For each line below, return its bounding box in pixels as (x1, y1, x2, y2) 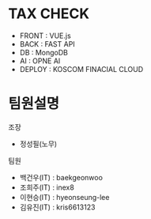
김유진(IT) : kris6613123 (19, 202, 96, 212)
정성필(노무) (19, 139, 58, 149)
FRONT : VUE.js (19, 31, 71, 40)
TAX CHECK (8, 5, 89, 23)
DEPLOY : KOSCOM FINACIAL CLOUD (19, 64, 144, 74)
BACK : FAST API (19, 39, 75, 48)
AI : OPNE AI (19, 56, 61, 66)
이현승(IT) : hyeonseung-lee (19, 192, 110, 202)
